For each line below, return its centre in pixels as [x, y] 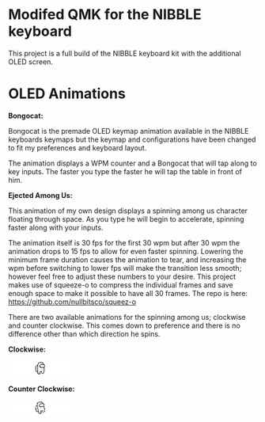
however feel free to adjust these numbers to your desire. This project [122, 276]
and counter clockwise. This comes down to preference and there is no [125, 325]
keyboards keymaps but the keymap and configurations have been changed [132, 139]
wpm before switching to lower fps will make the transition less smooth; [125, 268]
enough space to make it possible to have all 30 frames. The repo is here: [128, 293]
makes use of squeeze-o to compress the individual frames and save [121, 285]
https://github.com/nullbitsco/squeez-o [72, 302]
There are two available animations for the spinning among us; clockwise [127, 317]
